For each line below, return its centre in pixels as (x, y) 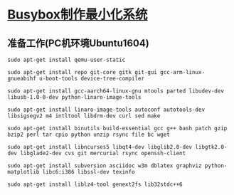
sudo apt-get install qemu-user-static (67, 60)
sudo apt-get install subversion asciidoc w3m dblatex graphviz (105, 166)
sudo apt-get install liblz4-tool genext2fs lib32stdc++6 (95, 184)
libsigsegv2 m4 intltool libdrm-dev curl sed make (84, 116)
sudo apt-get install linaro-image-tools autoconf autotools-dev (106, 110)
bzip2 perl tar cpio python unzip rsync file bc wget (89, 135)
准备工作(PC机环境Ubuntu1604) (78, 43)
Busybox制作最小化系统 (78, 15)
